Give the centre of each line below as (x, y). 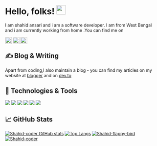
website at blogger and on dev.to (38, 75)
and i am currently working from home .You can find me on (64, 30)
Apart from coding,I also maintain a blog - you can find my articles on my (79, 70)
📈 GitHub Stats (29, 119)
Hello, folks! (30, 12)
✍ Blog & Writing (32, 56)
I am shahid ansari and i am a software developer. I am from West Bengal (78, 25)
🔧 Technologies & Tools (41, 91)
